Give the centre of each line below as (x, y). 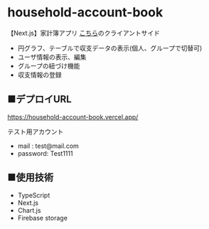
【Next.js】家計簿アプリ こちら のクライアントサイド (84, 33)
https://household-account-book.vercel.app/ (73, 117)
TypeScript (34, 195)
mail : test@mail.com (48, 146)
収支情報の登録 (39, 75)
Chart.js (29, 210)
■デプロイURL (40, 99)
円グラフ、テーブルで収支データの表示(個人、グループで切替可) (110, 48)
